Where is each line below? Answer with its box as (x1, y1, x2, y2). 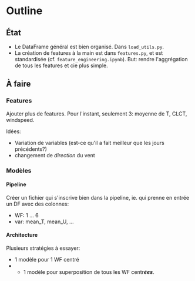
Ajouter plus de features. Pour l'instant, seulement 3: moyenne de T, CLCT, (6, 110, 187, 117)
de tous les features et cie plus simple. (14, 62, 109, 69)
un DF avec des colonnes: (6, 200, 69, 207)
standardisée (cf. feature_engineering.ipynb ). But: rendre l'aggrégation (14, 56, 188, 62)
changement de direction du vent (14, 151, 95, 158)
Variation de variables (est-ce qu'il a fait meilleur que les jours (14, 139, 164, 146)
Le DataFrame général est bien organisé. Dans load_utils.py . (14, 43, 164, 50)
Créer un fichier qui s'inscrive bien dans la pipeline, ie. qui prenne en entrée (6, 194, 190, 201)
